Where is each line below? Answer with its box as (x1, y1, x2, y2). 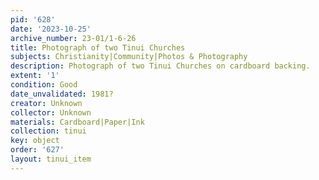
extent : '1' (10, 71, 60, 81)
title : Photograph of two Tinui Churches (10, 42, 186, 53)
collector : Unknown (10, 107, 92, 118)
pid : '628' (10, 14, 56, 25)
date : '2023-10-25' (10, 24, 92, 34)
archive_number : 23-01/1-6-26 (10, 33, 137, 43)
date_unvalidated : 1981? (10, 89, 114, 99)
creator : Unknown (10, 98, 83, 108)
